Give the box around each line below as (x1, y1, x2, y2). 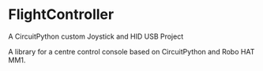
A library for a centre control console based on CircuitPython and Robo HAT (8, 47, 255, 56)
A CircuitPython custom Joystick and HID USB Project (8, 32, 184, 41)
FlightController (8, 6, 115, 24)
